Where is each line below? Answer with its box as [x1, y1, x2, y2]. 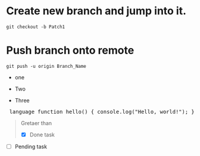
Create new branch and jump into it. [6, 4, 186, 18]
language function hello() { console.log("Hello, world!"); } [9, 108, 195, 115]
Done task [29, 131, 55, 138]
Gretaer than [20, 119, 52, 126]
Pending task [14, 143, 48, 150]
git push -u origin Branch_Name [6, 63, 86, 69]
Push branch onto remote [6, 43, 135, 57]
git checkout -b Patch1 [6, 24, 65, 30]
